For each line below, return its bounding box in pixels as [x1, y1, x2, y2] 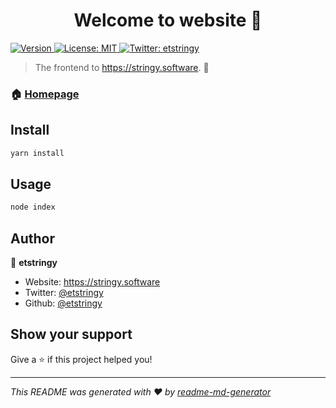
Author [10, 230, 55, 247]
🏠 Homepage [10, 87, 80, 101]
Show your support [10, 326, 133, 343]
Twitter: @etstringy [24, 287, 104, 299]
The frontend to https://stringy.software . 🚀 [34, 61, 210, 73]
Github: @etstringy [24, 297, 103, 309]
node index [10, 202, 56, 213]
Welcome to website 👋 [73, 9, 263, 32]
